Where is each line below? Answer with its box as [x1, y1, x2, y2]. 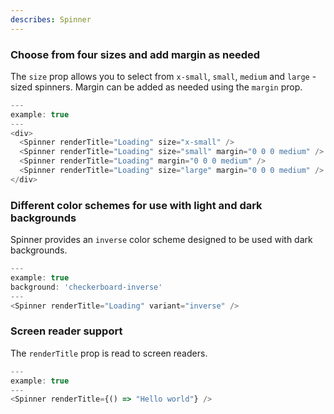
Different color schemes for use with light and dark [10, 198, 263, 212]
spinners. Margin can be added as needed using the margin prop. [34, 81, 303, 93]
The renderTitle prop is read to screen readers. [10, 347, 208, 359]
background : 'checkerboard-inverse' [10, 282, 163, 292]
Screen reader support [10, 324, 123, 338]
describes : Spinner [10, 14, 92, 25]
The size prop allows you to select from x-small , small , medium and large [10, 70, 310, 82]
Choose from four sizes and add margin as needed [10, 47, 261, 61]
